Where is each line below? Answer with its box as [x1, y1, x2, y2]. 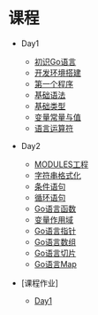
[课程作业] [20, 277, 59, 288]
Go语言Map [34, 258, 77, 269]
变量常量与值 [34, 112, 81, 122]
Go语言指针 [34, 225, 77, 236]
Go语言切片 [34, 248, 77, 258]
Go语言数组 [34, 236, 77, 247]
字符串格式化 [34, 169, 81, 180]
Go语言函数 [34, 203, 77, 214]
